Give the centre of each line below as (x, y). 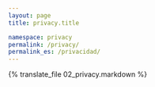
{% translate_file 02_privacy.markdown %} (78, 74)
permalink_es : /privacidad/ (55, 52)
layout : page (30, 15)
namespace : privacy (40, 37)
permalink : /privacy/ (44, 44)
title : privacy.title (44, 23)
